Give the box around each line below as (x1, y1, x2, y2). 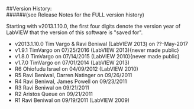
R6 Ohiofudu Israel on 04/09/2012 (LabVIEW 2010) (14, 65, 139, 72)
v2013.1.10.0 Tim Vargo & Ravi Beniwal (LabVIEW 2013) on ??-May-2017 (14, 41, 188, 47)
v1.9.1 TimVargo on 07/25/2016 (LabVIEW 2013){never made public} (14, 47, 179, 54)
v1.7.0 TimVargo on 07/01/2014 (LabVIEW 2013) (14, 59, 130, 66)
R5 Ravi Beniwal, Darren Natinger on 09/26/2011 (14, 72, 132, 78)
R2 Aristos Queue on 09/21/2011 (14, 91, 93, 97)
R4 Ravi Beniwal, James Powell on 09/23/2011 (14, 78, 127, 85)
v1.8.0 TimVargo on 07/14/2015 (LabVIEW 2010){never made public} (14, 53, 180, 60)
